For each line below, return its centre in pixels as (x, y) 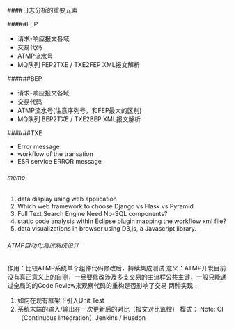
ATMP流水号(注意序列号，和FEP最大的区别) (79, 110)
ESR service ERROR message (60, 161)
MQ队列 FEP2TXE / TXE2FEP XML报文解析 (79, 64)
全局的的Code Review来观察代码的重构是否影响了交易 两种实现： (106, 286)
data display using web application (67, 199)
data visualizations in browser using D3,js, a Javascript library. (107, 229)
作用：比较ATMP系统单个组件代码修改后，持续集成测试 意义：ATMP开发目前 (117, 268)
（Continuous (37, 318)
